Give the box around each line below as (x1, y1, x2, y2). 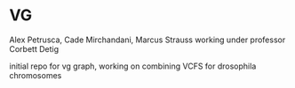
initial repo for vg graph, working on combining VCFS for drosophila (9, 61, 257, 71)
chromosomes (9, 70, 62, 80)
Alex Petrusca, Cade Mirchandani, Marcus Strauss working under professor (9, 34, 286, 45)
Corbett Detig (9, 43, 60, 54)
